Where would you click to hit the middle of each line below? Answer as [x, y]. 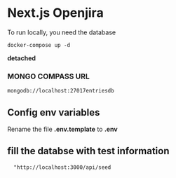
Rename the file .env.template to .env [62, 129]
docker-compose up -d [39, 45]
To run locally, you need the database [62, 32]
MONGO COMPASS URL [48, 76]
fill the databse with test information [88, 151]
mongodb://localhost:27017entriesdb [61, 91]
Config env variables [54, 112]
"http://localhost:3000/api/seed [62, 167]
